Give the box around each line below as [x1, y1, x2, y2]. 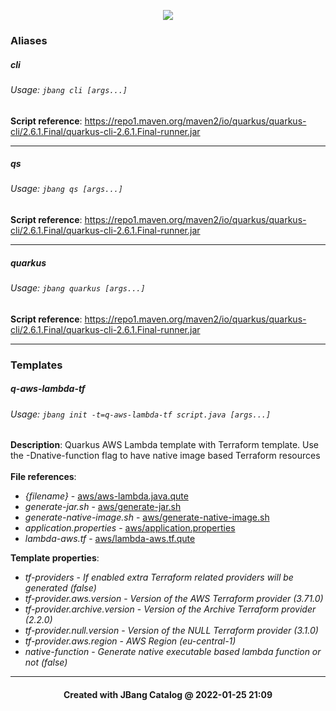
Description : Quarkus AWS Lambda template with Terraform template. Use [10, 439, 320, 451]
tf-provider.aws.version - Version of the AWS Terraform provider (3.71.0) [24, 593, 324, 605]
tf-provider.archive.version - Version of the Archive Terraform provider [24, 603, 317, 615]
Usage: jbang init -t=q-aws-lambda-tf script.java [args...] [10, 408, 272, 420]
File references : [10, 471, 77, 483]
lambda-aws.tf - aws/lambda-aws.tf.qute [24, 533, 196, 545]
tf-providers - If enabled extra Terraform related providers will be [24, 571, 294, 584]
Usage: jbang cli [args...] [10, 83, 128, 95]
